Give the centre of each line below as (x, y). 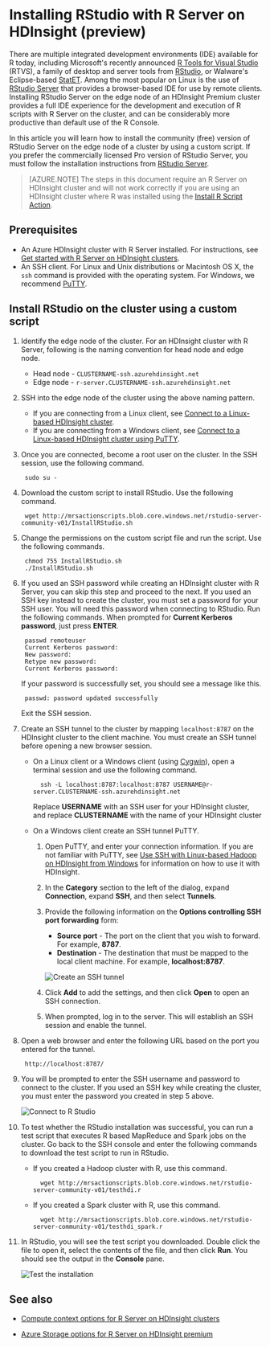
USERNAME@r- (193, 784)
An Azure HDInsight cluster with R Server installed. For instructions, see (139, 249)
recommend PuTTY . (54, 284)
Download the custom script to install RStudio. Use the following (127, 493)
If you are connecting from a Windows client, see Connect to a (136, 430)
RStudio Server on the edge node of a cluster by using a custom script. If (130, 146)
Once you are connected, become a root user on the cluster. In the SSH (139, 454)
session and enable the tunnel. (96, 1025)
